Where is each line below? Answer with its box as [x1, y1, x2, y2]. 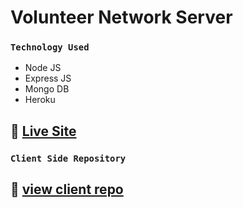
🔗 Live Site [10, 122, 77, 140]
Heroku [24, 94, 56, 106]
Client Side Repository [10, 152, 127, 164]
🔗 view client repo [10, 181, 124, 198]
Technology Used [10, 42, 90, 53]
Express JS [24, 72, 72, 85]
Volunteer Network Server [10, 6, 233, 29]
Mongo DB [24, 83, 70, 95]
